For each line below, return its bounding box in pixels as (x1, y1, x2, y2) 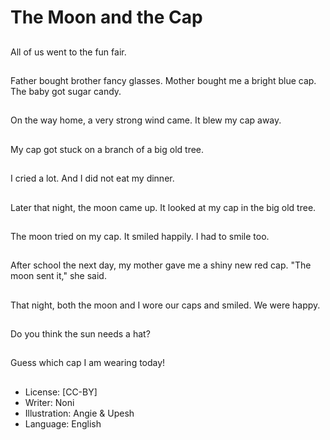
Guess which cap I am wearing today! (10, 357, 166, 369)
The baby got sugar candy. (10, 85, 122, 97)
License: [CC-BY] (24, 386, 98, 398)
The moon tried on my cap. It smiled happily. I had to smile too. (10, 230, 270, 242)
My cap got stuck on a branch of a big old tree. (10, 143, 205, 155)
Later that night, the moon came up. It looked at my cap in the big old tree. (10, 201, 317, 213)
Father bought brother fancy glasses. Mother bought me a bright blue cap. (10, 74, 317, 86)
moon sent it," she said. (10, 270, 107, 282)
